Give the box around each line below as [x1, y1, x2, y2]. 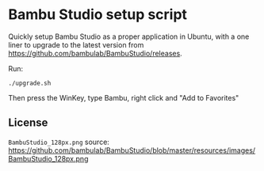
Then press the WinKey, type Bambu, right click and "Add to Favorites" [8, 93, 239, 102]
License [8, 116, 48, 130]
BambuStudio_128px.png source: [8, 137, 109, 146]
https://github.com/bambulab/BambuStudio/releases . [8, 48, 182, 58]
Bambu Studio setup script [8, 6, 188, 24]
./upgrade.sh [8, 79, 52, 87]
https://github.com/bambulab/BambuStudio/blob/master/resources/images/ [8, 145, 256, 155]
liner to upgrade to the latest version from [8, 40, 144, 49]
